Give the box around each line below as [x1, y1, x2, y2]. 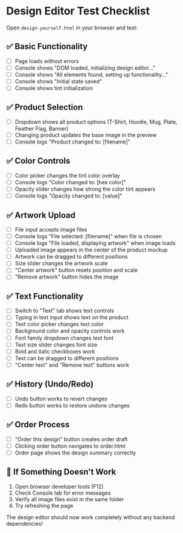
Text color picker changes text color [14, 321, 104, 328]
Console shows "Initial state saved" [14, 77, 102, 85]
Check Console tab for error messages [14, 489, 111, 496]
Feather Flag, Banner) [14, 125, 69, 132]
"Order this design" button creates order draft [14, 435, 128, 442]
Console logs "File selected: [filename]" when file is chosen [14, 233, 163, 239]
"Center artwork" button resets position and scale [14, 266, 138, 274]
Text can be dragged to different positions [14, 354, 119, 361]
